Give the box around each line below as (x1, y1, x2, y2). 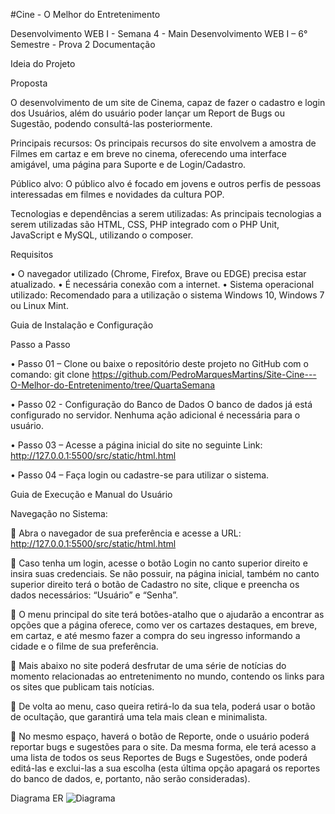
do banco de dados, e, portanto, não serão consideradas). (10, 773, 251, 784)
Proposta (10, 77, 48, 89)
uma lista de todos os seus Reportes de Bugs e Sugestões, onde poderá (10, 752, 308, 763)
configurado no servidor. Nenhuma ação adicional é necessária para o (10, 409, 301, 421)
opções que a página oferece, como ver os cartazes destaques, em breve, (10, 619, 318, 631)
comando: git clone (10, 369, 90, 380)
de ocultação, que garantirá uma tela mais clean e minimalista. (10, 711, 268, 723)
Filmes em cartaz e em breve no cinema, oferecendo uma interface (10, 148, 287, 159)
